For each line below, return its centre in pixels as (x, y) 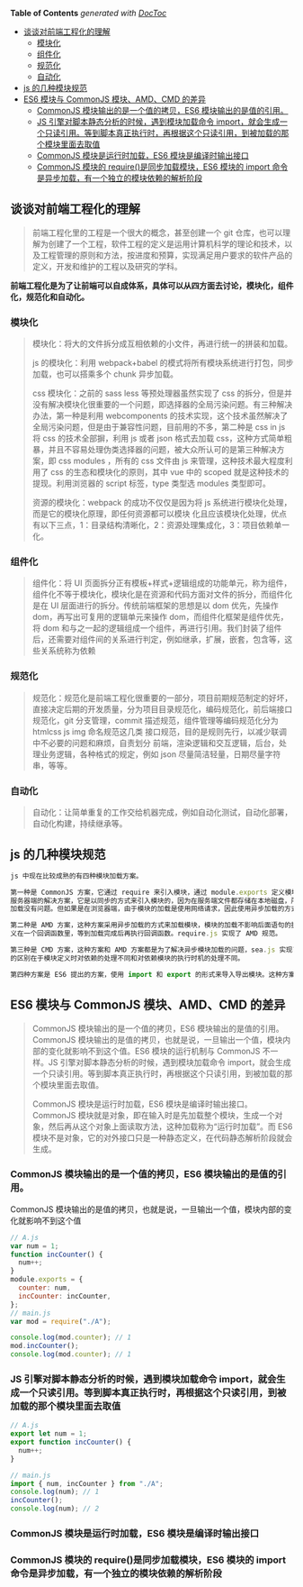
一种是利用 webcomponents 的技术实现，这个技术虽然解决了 (176, 416)
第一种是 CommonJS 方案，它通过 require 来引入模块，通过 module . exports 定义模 (151, 892)
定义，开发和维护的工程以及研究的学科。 (107, 266)
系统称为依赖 (72, 651)
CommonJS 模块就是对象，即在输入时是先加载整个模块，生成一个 (153, 1115)
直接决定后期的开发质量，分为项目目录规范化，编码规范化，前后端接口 (162, 709)
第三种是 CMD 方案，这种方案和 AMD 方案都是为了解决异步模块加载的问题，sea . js (143, 950)
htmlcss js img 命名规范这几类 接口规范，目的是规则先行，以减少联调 (159, 731)
